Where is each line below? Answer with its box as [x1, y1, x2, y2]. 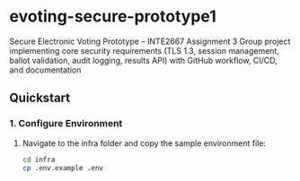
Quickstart [9, 90, 71, 106]
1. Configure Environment [9, 117, 123, 130]
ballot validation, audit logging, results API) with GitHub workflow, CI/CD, [9, 55, 278, 65]
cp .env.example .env [22, 163, 103, 172]
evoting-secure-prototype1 [9, 6, 217, 27]
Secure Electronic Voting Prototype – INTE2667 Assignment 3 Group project [9, 36, 291, 47]
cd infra [22, 155, 56, 164]
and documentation [9, 65, 82, 75]
